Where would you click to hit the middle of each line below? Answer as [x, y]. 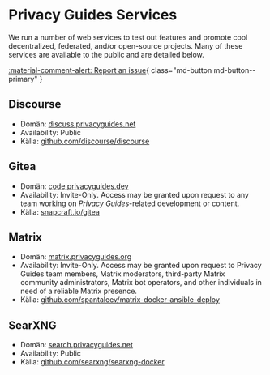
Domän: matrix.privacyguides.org [76, 257]
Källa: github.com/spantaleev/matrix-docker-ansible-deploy [120, 300]
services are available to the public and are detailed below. [106, 54]
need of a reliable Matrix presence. [79, 291]
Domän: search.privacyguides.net [77, 345]
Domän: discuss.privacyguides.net [78, 124]
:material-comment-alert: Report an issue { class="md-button [110, 70]
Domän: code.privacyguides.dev [74, 186]
